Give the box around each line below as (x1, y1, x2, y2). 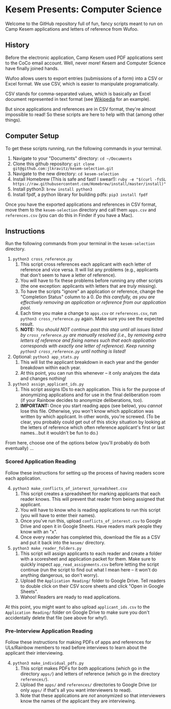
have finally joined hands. (5, 65, 59, 71)
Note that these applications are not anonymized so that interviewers (20, 692, 166, 698)
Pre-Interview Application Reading (5, 627, 93, 634)
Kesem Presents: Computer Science (5, 4, 162, 15)
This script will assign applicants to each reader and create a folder (20, 550, 162, 556)
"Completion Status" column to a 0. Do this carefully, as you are (20, 294, 155, 300)
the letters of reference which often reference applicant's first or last (20, 424, 165, 431)
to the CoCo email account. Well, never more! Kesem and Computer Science (5, 60, 166, 66)
